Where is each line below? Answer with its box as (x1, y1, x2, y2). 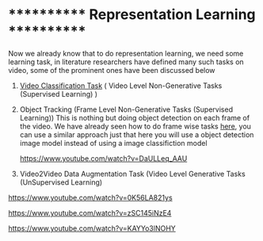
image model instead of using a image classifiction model (19, 138, 208, 147)
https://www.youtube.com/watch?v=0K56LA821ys (8, 193, 173, 202)
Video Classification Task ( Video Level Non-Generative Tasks (19, 81, 223, 90)
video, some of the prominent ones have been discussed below (8, 65, 215, 75)
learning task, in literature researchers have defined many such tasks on (8, 57, 244, 67)
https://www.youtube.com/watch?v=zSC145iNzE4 (8, 208, 172, 217)
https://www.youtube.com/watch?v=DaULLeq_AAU (19, 153, 188, 163)
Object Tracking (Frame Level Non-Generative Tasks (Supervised (19, 105, 234, 114)
